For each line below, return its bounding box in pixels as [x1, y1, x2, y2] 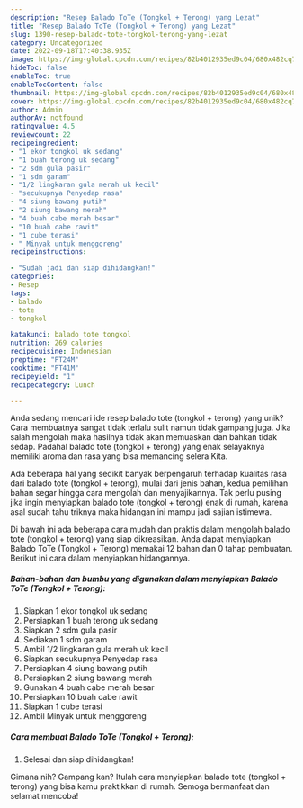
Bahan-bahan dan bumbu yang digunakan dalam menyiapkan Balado [10, 573, 278, 584]
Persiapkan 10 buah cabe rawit [22, 692, 138, 703]
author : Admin [10, 105, 64, 114]
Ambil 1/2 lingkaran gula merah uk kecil [22, 644, 169, 655]
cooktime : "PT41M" [10, 364, 79, 373]
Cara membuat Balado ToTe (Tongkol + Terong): [10, 731, 194, 742]
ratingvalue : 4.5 [10, 122, 76, 131]
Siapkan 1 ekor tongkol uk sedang [22, 606, 148, 616]
